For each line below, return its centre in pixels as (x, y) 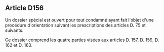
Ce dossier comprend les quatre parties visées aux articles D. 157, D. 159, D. (82, 40)
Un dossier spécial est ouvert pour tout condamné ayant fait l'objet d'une (80, 20)
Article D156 (24, 8)
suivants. (14, 30)
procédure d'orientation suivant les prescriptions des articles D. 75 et (75, 25)
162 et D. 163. (19, 45)
